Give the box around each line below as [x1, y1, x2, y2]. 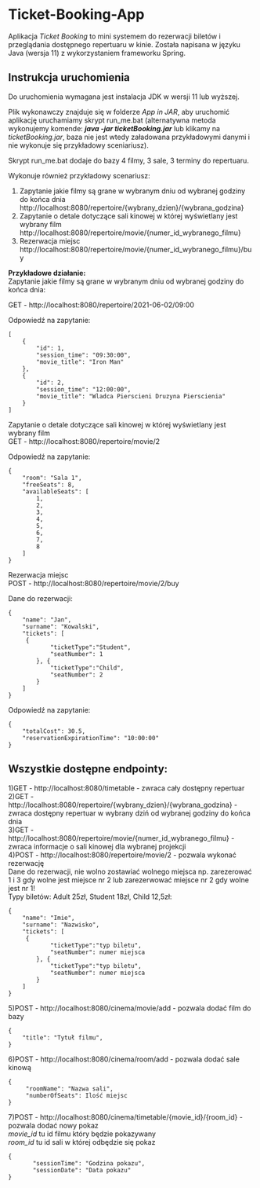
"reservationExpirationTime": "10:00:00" [22, 734, 159, 742]
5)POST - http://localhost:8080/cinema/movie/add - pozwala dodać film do [8, 1003, 251, 1013]
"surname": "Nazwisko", [22, 921, 100, 929]
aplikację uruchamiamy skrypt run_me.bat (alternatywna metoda [8, 115, 217, 125]
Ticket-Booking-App [8, 5, 145, 24]
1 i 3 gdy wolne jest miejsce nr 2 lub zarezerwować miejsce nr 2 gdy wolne [8, 874, 249, 885]
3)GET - [8, 825, 34, 834]
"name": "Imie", [22, 914, 76, 922]
